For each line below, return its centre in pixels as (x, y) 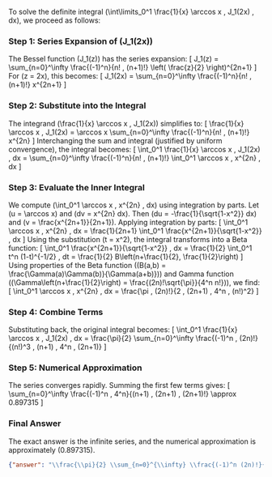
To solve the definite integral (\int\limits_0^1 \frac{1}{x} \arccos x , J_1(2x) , (132, 12)
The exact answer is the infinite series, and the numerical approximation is (132, 441)
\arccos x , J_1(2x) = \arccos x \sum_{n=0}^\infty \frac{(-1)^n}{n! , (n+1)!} (129, 132)
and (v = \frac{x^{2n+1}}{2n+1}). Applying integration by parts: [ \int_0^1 (128, 222)
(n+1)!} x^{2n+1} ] (38, 85)
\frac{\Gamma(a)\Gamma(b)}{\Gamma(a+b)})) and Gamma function (121, 274)
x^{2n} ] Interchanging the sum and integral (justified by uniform (115, 140)
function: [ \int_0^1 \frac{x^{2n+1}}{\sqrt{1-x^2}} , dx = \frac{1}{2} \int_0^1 (130, 248)
